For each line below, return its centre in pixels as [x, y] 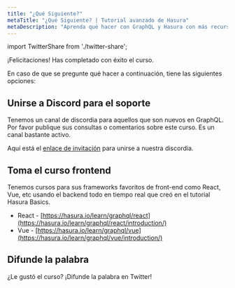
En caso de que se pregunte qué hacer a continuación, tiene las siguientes [115, 73]
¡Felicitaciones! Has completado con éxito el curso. [81, 60]
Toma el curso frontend [59, 170]
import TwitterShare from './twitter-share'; [67, 47]
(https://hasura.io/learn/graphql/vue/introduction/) [90, 238]
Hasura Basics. [29, 202]
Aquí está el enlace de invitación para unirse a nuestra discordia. [100, 148]
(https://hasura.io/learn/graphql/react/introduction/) [92, 223]
